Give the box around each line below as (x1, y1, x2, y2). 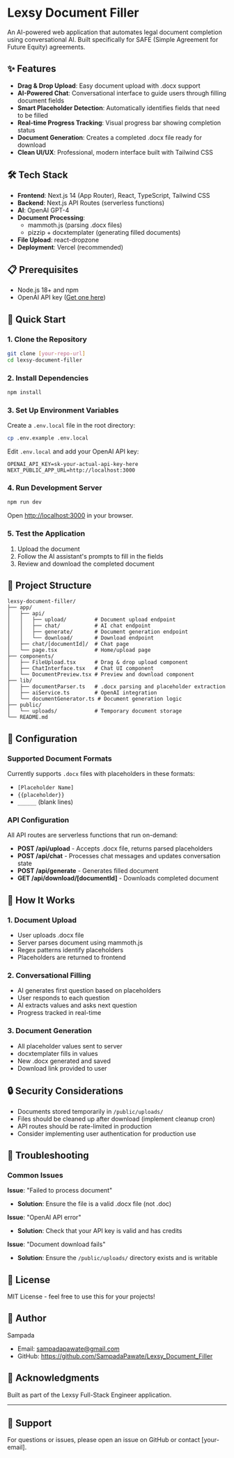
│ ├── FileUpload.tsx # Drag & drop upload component (7, 659, 189, 666)
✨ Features (7, 63, 56, 75)
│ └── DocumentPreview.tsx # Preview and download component (7, 671, 195, 678)
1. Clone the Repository (7, 334, 87, 344)
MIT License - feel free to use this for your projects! (7, 1292, 155, 1301)
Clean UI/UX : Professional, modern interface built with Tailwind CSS (17, 148, 214, 156)
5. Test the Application (7, 529, 86, 538)
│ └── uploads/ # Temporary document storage (7, 708, 182, 715)
